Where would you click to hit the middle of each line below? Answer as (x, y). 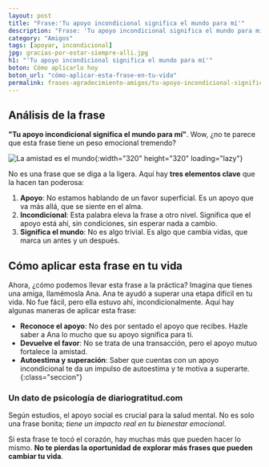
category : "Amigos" (41, 38)
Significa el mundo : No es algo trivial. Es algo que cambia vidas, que (134, 232)
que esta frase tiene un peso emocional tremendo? (92, 143)
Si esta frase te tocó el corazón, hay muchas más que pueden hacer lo (125, 439)
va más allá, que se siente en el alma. (81, 207)
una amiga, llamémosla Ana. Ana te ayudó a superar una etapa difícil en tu (130, 294)
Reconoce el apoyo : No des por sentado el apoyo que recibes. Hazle (134, 326)
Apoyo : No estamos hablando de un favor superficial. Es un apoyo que (137, 198)
